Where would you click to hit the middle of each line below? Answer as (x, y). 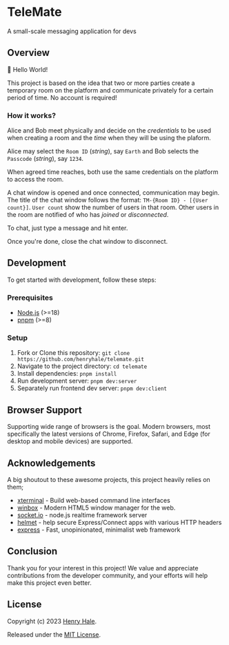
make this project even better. (49, 583)
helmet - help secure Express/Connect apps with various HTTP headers (119, 523)
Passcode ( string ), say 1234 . (46, 159)
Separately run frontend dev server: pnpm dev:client (92, 388)
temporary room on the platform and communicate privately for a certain (110, 90)
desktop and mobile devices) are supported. (70, 441)
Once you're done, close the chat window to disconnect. (87, 242)
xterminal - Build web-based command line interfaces (93, 501)
